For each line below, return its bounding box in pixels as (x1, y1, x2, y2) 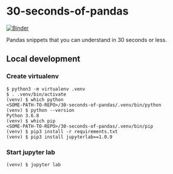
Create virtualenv (6, 72, 59, 80)
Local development (6, 54, 81, 64)
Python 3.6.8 (6, 113, 39, 119)
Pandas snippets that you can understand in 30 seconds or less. (6, 36, 167, 43)
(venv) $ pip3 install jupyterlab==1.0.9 (6, 134, 113, 140)
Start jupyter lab (6, 148, 56, 156)
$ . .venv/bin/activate (6, 91, 67, 97)
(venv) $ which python (6, 96, 64, 103)
